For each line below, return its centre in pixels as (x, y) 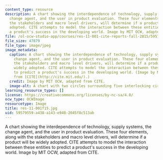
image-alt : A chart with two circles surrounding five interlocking (80, 86)
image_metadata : (21, 50)
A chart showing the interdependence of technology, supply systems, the (78, 127)
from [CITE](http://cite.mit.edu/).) (52, 77)
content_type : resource (29, 9)
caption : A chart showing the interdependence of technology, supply (81, 54)
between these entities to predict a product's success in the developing (77, 147)
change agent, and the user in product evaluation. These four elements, (77, 131)
